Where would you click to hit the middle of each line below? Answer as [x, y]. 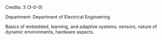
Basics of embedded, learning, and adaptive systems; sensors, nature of [81, 26]
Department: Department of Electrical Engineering [58, 17]
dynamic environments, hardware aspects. [50, 32]
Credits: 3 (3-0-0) [24, 7]
